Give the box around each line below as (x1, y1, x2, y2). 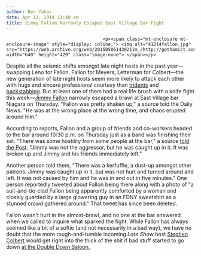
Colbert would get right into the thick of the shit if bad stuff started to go (6, 237, 184, 244)
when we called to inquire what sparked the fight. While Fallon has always (6, 218, 188, 225)
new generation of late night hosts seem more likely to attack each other (6, 75, 185, 83)
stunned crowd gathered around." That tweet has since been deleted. (6, 200, 178, 207)
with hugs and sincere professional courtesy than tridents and (6, 81, 159, 89)
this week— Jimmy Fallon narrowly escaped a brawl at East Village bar (6, 94, 179, 102)
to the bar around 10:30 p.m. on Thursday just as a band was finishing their (6, 131, 191, 138)
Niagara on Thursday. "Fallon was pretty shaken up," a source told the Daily (6, 100, 193, 108)
